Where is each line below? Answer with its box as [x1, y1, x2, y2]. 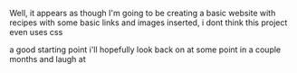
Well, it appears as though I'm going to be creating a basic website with [9, 8, 276, 18]
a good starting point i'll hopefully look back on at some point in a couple [9, 44, 282, 55]
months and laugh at [9, 54, 86, 64]
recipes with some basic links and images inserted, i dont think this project [9, 17, 288, 28]
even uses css [9, 27, 63, 37]
